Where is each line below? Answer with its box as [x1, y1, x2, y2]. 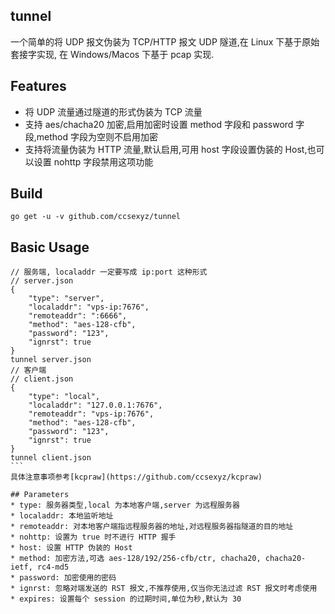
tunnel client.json [10, 453, 92, 463]
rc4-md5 [36, 562, 70, 573]
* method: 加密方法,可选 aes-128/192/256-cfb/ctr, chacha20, [10, 554, 262, 564]
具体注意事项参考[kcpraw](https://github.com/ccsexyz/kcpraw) [10, 472, 263, 483]
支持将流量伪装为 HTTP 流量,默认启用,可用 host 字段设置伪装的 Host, [24, 143, 308, 155]
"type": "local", [28, 392, 101, 402]
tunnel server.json [10, 355, 92, 365]
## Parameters [10, 490, 70, 500]
